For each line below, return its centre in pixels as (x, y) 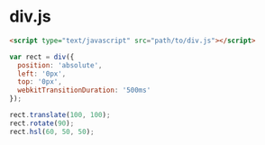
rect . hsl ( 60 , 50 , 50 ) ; (52, 131)
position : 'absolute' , (60, 65)
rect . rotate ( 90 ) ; (42, 123)
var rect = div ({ (42, 57)
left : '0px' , (42, 74)
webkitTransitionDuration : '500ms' (84, 91)
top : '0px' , (40, 82)
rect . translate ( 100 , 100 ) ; (60, 115)
